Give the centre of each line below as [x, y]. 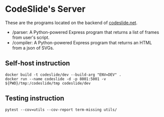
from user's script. [31, 37]
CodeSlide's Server [45, 9]
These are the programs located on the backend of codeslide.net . [71, 23]
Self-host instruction [37, 63]
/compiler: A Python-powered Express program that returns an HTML [82, 42]
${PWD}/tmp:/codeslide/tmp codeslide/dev [48, 83]
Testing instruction [35, 99]
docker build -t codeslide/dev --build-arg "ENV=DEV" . [63, 75]
